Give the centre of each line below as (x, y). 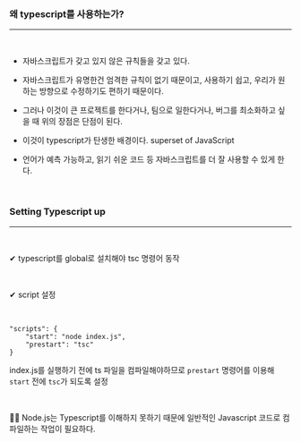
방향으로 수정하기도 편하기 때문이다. (101, 91)
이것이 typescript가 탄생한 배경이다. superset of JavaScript (128, 140)
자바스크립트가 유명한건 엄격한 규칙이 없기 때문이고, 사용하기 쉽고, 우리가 (149, 80)
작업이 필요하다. (68, 429)
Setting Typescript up (57, 212)
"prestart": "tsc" (60, 344)
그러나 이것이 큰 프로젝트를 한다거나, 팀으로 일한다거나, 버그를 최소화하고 (149, 110)
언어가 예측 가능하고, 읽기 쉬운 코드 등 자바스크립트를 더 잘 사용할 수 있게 (149, 159)
